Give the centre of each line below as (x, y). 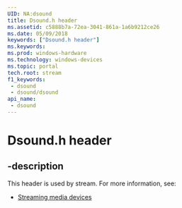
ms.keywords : (27, 47)
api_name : (22, 99)
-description (35, 166)
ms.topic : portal (33, 66)
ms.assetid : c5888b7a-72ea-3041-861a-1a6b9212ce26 (84, 27)
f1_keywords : (27, 79)
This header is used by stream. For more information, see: (92, 183)
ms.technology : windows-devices (55, 60)
